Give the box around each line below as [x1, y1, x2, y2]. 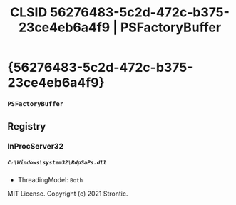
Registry [7, 120, 46, 132]
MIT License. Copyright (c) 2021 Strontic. [7, 189, 128, 198]
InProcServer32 [7, 142, 64, 152]
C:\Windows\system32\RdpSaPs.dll [7, 159, 107, 167]
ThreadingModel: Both [17, 176, 83, 184]
